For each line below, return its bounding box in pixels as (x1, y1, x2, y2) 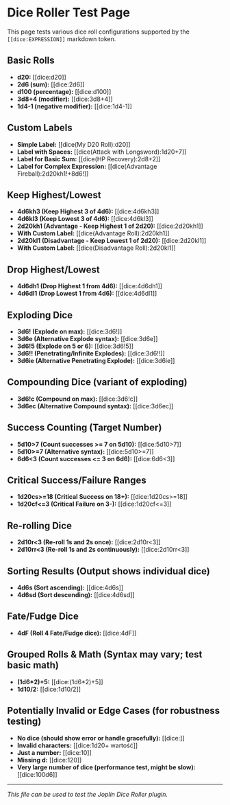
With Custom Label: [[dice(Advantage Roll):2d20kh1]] (16, 229, 170, 237)
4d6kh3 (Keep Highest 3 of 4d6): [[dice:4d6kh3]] (16, 207, 159, 215)
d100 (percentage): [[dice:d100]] (16, 87, 112, 95)
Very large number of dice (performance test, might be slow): (16, 763, 196, 771)
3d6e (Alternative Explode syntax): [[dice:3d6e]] (16, 335, 158, 342)
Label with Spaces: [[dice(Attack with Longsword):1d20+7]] (16, 148, 187, 156)
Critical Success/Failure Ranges (7, 475, 147, 487)
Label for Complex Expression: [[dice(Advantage (16, 162, 157, 170)
